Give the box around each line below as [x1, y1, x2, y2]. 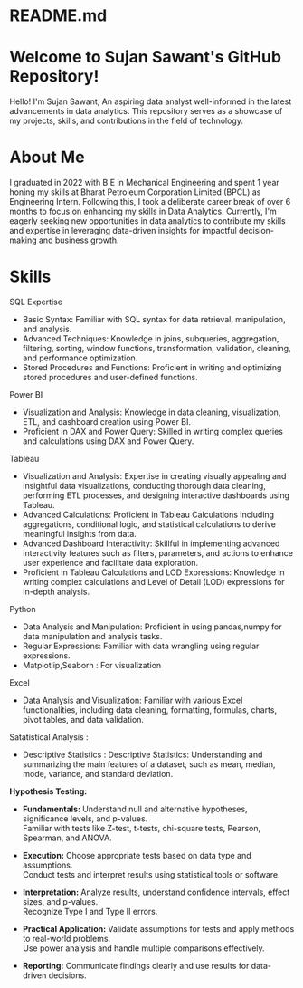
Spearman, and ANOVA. [22, 832, 112, 843]
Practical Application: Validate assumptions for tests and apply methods [22, 924, 295, 934]
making [9, 235, 38, 245]
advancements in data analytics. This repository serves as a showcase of [9, 106, 283, 117]
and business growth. [38, 235, 119, 245]
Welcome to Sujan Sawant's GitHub [9, 47, 282, 68]
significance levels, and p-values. [22, 813, 148, 824]
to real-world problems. [22, 934, 111, 944]
